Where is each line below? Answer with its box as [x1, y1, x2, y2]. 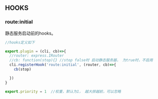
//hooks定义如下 [5, 40, 35, 45]
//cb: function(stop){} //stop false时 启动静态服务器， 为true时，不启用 [9, 58, 153, 63]
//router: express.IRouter [9, 53, 64, 58]
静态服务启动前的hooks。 [5, 30, 56, 36]
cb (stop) [14, 67, 32, 72]
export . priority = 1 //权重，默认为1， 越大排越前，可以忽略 [5, 89, 122, 94]
